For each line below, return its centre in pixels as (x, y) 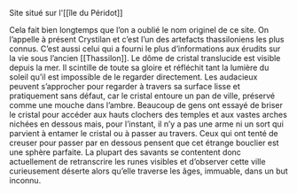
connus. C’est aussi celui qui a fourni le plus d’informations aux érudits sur (145, 49)
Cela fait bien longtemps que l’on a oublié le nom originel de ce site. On (139, 30)
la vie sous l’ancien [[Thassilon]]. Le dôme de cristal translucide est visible (145, 58)
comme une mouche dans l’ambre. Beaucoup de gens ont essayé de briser (146, 105)
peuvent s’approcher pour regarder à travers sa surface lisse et (125, 86)
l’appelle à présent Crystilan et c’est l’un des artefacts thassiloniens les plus (147, 39)
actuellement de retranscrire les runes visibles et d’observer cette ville (137, 162)
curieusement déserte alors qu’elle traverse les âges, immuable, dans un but (148, 171)
